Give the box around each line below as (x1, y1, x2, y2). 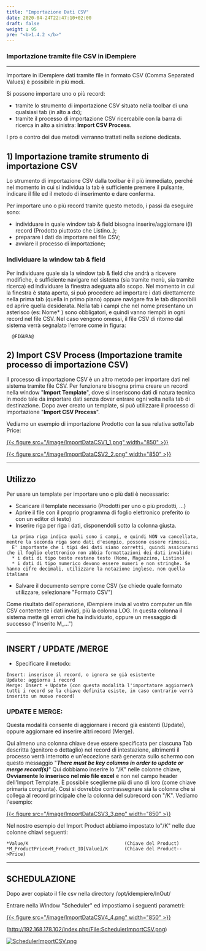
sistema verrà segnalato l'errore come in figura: (6, 321, 127, 329)
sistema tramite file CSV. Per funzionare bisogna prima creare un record (6, 382, 188, 390)
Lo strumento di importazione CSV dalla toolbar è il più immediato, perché (6, 177, 193, 185)
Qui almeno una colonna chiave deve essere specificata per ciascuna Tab (6, 740, 193, 747)
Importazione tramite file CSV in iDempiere (6, 52, 137, 61)
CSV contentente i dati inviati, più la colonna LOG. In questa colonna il (6, 607, 183, 614)
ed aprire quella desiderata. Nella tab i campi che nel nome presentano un (6, 302, 193, 309)
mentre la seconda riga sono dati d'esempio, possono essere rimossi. (6, 539, 191, 545)
